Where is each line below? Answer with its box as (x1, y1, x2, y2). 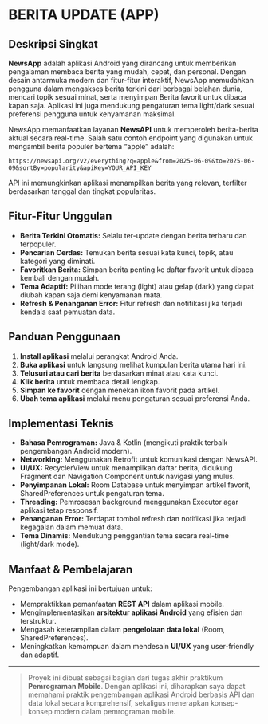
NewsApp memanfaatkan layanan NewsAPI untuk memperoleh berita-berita (8, 125, 259, 134)
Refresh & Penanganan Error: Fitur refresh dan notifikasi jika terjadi (19, 298, 242, 308)
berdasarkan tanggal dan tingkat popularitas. (8, 187, 156, 196)
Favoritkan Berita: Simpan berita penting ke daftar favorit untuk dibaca (19, 265, 254, 274)
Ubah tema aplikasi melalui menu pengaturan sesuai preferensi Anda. (19, 393, 250, 403)
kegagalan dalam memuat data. (19, 522, 124, 532)
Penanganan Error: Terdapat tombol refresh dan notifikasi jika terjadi (19, 514, 247, 524)
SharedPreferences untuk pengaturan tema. (19, 489, 165, 498)
